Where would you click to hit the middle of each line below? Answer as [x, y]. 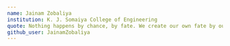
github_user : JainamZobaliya [49, 32]
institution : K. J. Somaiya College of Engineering [82, 20]
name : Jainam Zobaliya [39, 13]
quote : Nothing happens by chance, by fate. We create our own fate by [111, 26]
